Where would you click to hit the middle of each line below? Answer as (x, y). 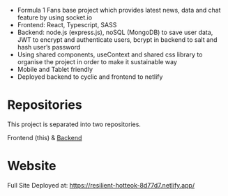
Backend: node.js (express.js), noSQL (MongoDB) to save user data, (115, 32)
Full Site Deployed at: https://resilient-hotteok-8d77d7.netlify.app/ (101, 185)
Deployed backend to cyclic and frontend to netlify (90, 77)
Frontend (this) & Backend (45, 137)
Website (32, 166)
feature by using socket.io (55, 17)
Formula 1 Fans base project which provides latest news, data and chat (119, 10)
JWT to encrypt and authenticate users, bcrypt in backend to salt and (117, 40)
